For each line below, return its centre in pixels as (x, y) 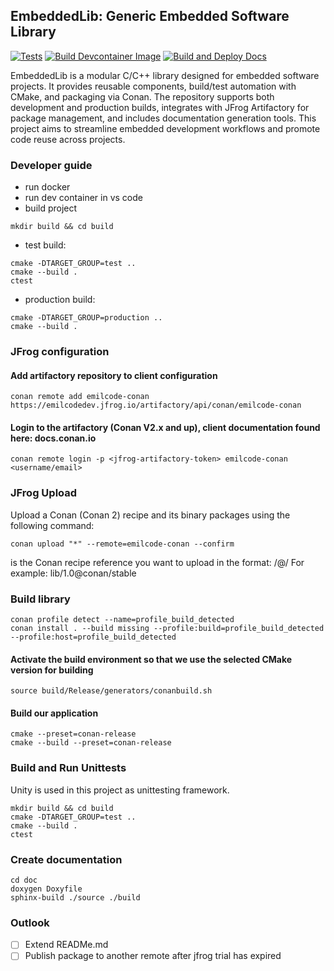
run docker (47, 187)
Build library (40, 599)
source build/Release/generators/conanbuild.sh (111, 691)
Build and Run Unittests (68, 768)
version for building (52, 670)
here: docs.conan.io (53, 438)
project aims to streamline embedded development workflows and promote (165, 128)
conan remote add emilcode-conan (80, 397)
